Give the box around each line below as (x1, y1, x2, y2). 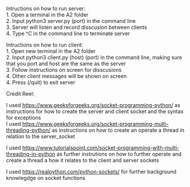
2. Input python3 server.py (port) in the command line (6, 18, 136, 24)
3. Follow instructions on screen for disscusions (6, 66, 122, 73)
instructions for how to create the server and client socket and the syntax (6, 108, 184, 115)
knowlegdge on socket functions (6, 175, 86, 181)
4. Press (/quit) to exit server (6, 79, 75, 86)
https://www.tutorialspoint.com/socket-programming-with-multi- (22, 144, 179, 151)
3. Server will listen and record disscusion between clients (6, 24, 147, 31)
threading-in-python (6, 151, 56, 158)
